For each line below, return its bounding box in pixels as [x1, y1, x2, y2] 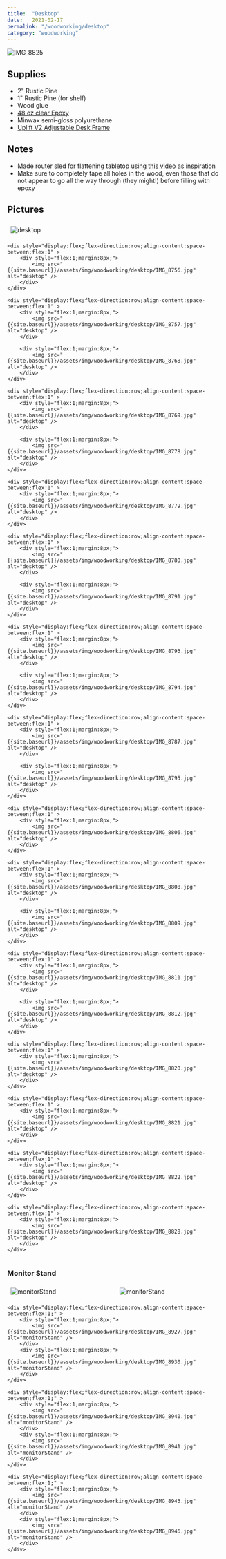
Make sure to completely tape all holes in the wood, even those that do [17, 169, 219, 177]
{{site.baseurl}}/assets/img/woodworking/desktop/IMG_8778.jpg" [7, 448, 196, 455]
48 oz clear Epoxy [17, 108, 69, 117]
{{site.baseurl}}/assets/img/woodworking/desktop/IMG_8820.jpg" [7, 1065, 196, 1072]
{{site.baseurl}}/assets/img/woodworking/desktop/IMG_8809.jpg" [7, 920, 196, 927]
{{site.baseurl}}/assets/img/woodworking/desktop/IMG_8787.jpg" [7, 738, 196, 745]
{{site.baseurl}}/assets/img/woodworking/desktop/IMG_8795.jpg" [7, 775, 196, 782]
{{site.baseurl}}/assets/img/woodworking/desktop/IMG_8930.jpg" [7, 1359, 196, 1366]
